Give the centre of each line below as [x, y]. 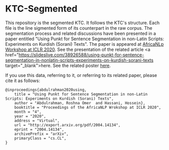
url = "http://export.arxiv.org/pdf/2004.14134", [68, 125]
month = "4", [28, 112]
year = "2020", [30, 116]
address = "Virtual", [37, 121]
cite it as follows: [23, 81]
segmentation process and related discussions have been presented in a [81, 33]
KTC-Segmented [41, 9]
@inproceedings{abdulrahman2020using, [46, 90]
